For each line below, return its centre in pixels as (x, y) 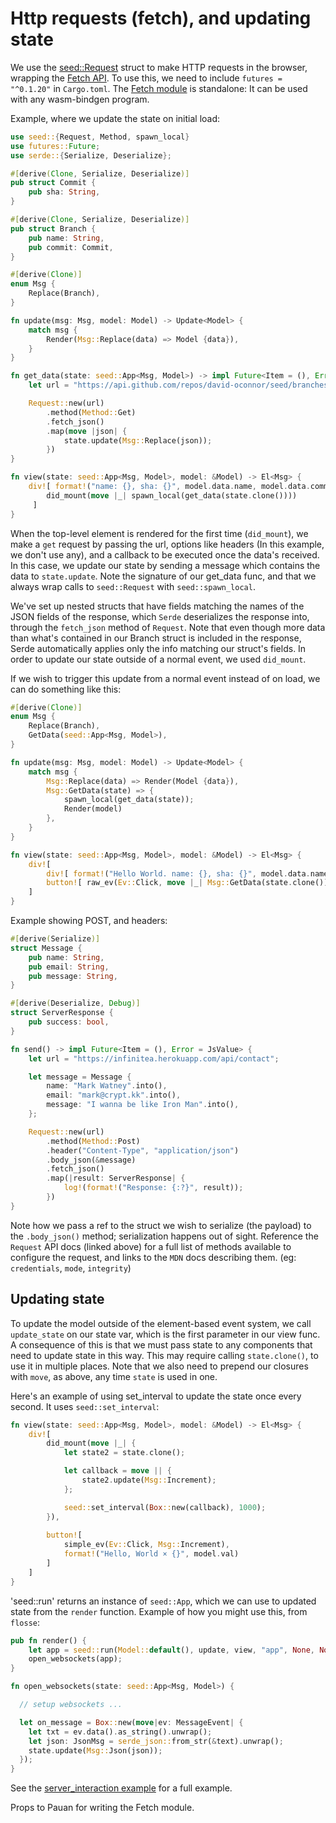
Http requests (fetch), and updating (161, 18)
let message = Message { (80, 1077)
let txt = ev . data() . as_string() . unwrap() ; (120, 1732)
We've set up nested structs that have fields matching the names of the (157, 606)
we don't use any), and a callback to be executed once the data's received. (165, 554)
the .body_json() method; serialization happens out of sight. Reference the (164, 1236)
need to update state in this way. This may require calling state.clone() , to (164, 1355)
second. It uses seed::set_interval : (85, 1406)
